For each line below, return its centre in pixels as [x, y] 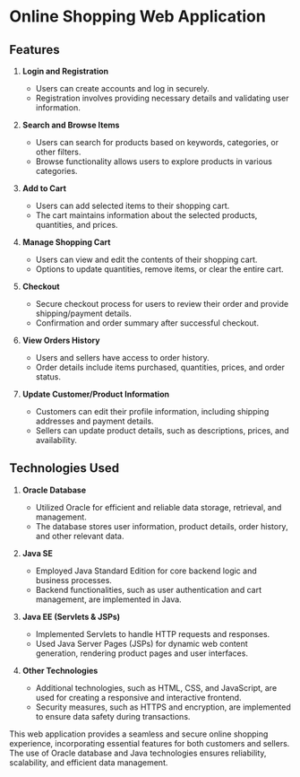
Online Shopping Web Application [137, 17]
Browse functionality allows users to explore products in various [154, 162]
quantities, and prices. [77, 225]
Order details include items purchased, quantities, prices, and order [160, 367]
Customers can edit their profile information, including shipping [152, 411]
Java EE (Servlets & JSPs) [71, 616]
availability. [56, 440]
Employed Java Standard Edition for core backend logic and [146, 571]
